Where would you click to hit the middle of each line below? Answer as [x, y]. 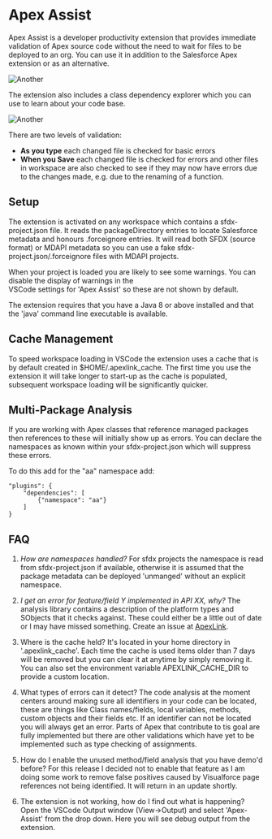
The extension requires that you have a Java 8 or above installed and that [131, 305]
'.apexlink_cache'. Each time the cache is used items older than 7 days [138, 651]
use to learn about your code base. [67, 103]
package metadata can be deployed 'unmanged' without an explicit [133, 576]
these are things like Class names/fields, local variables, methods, [130, 710]
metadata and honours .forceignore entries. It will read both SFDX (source [132, 239]
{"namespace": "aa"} [72, 500]
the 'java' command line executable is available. [88, 314]
